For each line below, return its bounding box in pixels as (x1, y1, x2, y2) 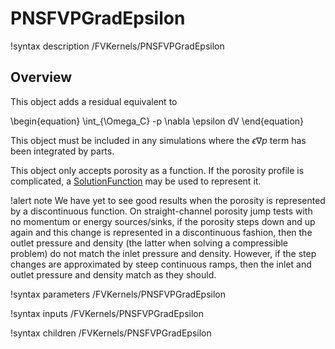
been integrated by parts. (10, 145, 115, 157)
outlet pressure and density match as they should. (10, 268, 217, 281)
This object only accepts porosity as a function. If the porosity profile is (10, 164, 305, 176)
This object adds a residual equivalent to (10, 95, 178, 107)
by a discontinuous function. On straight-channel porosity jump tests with (10, 205, 313, 217)
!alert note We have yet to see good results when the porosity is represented (10, 194, 326, 206)
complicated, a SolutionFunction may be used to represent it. (10, 175, 262, 187)
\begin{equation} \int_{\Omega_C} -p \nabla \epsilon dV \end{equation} (10, 115, 305, 127)
